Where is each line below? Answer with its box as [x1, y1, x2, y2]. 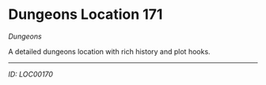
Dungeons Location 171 [8, 6, 163, 24]
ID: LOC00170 [8, 69, 54, 79]
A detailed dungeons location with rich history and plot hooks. [8, 46, 211, 56]
